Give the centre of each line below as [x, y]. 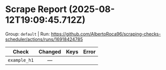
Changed [50, 51]
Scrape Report [36, 9]
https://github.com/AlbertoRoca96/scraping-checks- [106, 34]
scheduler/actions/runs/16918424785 [44, 39]
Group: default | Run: [27, 34]
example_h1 [21, 60]
